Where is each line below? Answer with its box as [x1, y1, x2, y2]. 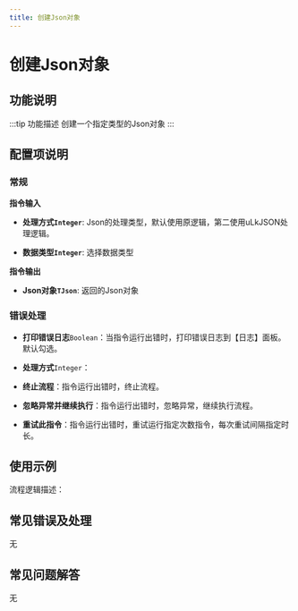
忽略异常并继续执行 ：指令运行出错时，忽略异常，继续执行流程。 [21, 400, 258, 411]
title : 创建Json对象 [9, 13, 81, 22]
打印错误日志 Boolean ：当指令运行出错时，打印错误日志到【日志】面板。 [21, 332, 286, 343]
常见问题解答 [9, 567, 81, 582]
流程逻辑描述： [9, 484, 64, 495]
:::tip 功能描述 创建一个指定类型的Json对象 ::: [9, 118, 175, 129]
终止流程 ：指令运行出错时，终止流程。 [21, 381, 164, 392]
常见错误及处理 [9, 513, 92, 528]
